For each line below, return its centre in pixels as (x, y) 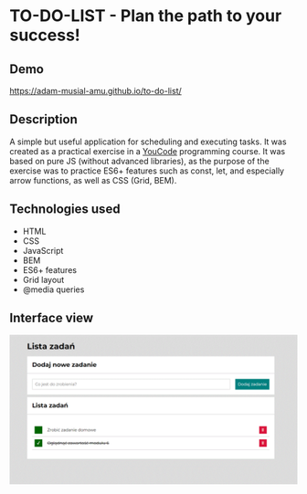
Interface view (52, 318)
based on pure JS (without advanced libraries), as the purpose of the (139, 161)
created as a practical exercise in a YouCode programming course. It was (148, 151)
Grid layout (43, 279)
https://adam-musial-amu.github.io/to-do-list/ (95, 91)
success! (45, 35)
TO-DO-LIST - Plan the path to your (146, 16)
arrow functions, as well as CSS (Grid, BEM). (93, 180)
